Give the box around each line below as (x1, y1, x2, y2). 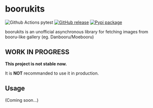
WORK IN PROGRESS (5, 48, 69, 56)
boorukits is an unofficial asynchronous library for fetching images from (5, 29, 149, 34)
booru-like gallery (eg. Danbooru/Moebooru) (5, 34, 94, 40)
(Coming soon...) (5, 97, 39, 103)
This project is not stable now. (5, 61, 67, 66)
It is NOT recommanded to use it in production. (5, 70, 99, 76)
